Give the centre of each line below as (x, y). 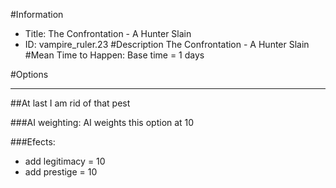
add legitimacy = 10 (65, 161)
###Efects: (33, 142)
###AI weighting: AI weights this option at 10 (102, 122)
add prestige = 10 (61, 172)
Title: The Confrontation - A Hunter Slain (108, 33)
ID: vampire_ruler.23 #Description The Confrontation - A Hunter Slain (167, 44)
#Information (37, 14)
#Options (29, 74)
